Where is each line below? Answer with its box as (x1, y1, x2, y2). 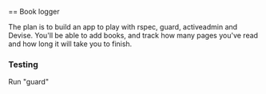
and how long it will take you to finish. (8, 39, 133, 49)
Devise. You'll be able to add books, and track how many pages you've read (8, 31, 258, 40)
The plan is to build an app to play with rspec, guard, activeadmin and (8, 22, 238, 31)
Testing (8, 59, 38, 70)
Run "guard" (8, 77, 50, 87)
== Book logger (8, 7, 60, 16)
